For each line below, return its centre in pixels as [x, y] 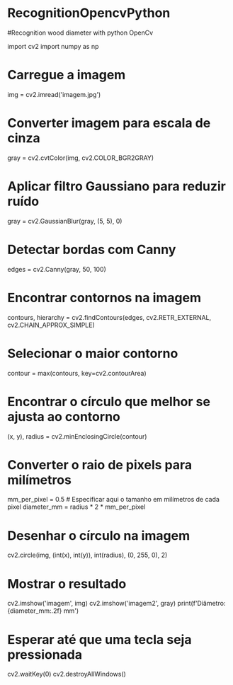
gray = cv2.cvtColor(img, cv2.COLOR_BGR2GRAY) [81, 158]
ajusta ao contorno [64, 416]
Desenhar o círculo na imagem [98, 535]
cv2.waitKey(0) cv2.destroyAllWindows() [67, 674]
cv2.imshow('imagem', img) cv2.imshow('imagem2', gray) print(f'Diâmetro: [116, 604]
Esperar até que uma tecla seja [100, 639]
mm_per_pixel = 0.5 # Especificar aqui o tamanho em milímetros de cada [113, 500]
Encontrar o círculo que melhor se [109, 402]
